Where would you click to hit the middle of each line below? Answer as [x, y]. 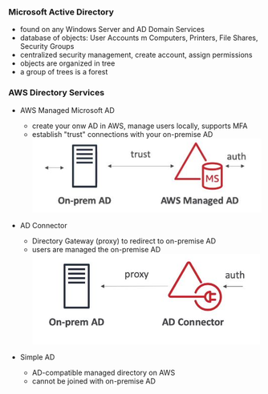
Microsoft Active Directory [61, 12]
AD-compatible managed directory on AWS [104, 372]
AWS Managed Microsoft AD [67, 110]
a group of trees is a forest [64, 72]
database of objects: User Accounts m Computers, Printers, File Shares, [139, 38]
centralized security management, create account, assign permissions [136, 55]
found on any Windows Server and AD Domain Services [112, 30]
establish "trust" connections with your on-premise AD [122, 134]
